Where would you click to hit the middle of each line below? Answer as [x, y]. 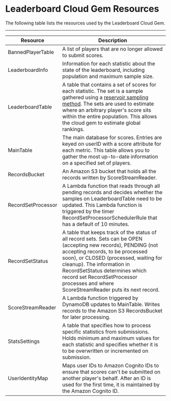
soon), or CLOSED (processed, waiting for [112, 258]
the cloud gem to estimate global [102, 123]
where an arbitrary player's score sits [107, 110]
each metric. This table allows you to [106, 150]
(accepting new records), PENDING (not [110, 245]
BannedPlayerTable [31, 52]
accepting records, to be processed [105, 251]
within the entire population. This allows [110, 116]
